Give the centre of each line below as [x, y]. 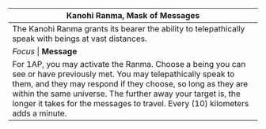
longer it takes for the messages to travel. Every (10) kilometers [131, 103]
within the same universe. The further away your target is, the [127, 94]
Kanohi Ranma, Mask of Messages [133, 15]
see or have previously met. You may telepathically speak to [123, 74]
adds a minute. [40, 113]
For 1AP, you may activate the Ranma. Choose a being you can [129, 64]
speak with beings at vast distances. [80, 39]
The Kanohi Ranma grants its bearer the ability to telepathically [129, 29]
